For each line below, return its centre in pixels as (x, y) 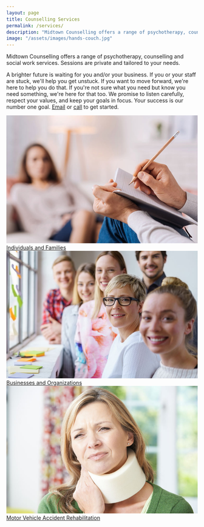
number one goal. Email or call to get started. (63, 107)
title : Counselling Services (43, 19)
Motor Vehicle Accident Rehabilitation (53, 518)
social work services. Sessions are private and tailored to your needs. (93, 63)
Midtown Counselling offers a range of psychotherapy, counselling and (95, 56)
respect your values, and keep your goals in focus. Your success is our (95, 101)
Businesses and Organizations (44, 382)
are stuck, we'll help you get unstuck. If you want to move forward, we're (97, 81)
